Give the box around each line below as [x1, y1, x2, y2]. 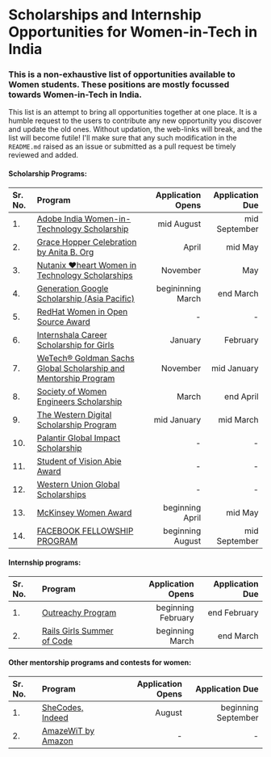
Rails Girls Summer [41, 625, 115, 636]
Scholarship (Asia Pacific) [36, 292, 135, 304]
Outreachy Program [41, 607, 117, 618]
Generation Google [36, 283, 109, 294]
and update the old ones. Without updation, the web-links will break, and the [8, 124, 263, 134]
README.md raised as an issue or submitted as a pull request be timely [8, 141, 236, 151]
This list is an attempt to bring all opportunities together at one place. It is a [8, 107, 257, 117]
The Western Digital [36, 409, 112, 420]
